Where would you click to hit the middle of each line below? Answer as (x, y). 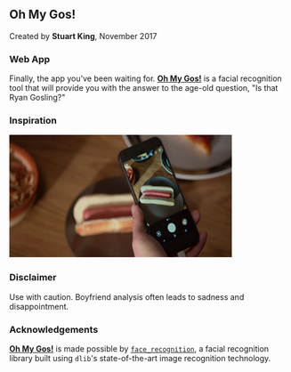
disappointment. (39, 306)
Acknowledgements (54, 329)
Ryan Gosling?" (37, 98)
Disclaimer (33, 278)
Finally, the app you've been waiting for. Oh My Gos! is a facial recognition (145, 78)
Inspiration (33, 121)
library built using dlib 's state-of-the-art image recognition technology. (140, 358)
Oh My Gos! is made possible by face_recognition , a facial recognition (139, 349)
